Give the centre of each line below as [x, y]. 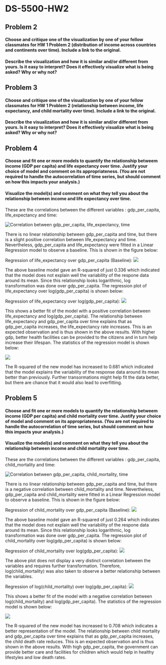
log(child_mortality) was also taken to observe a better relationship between [83, 571]
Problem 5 [21, 398]
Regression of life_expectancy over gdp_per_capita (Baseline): [69, 260]
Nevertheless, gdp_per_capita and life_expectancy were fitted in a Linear [79, 245]
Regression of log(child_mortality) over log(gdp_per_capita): [66, 587]
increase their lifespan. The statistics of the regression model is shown [77, 342]
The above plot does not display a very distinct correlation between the [78, 560]
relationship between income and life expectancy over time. [68, 199]
